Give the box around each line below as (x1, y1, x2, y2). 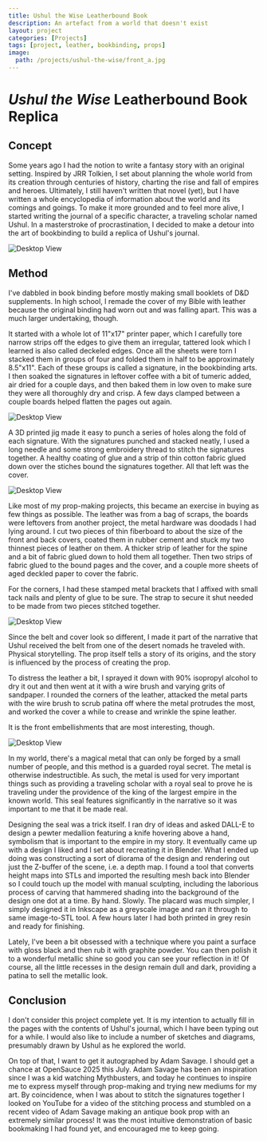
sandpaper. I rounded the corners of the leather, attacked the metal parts (8, 689, 249, 699)
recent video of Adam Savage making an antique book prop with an (8, 1107, 230, 1116)
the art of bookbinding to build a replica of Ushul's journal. (8, 228, 200, 238)
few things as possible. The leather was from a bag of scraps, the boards (8, 509, 249, 519)
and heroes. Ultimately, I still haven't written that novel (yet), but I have (8, 185, 240, 195)
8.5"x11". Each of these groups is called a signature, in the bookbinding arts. (8, 362, 257, 372)
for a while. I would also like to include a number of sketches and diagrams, (8, 1032, 256, 1041)
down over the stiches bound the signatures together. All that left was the (8, 461, 249, 471)
